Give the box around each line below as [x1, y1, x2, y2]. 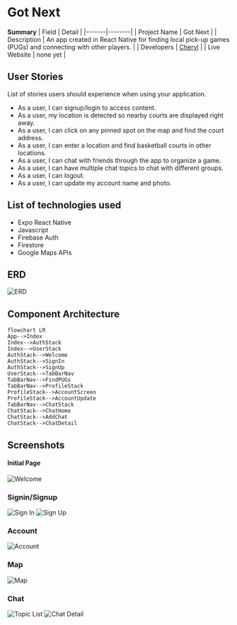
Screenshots [7, 439, 65, 451]
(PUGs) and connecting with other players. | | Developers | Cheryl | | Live [7, 43, 221, 51]
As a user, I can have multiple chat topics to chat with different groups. [17, 164, 224, 172]
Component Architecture [7, 308, 120, 320]
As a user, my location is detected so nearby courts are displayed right [17, 111, 224, 119]
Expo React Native [17, 218, 72, 227]
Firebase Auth [17, 233, 59, 242]
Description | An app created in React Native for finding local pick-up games [7, 35, 230, 43]
